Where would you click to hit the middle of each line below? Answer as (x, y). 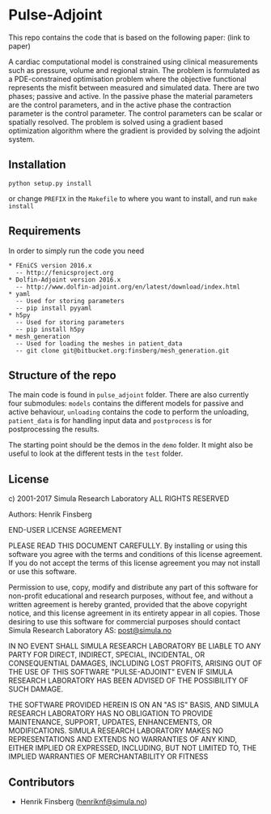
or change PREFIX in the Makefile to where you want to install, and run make (133, 198)
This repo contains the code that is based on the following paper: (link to (129, 37)
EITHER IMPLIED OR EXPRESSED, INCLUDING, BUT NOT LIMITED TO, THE (133, 748)
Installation (37, 165)
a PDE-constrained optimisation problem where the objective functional (127, 79)
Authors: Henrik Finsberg (50, 514)
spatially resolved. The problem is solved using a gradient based (116, 122)
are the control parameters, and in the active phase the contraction (120, 105)
